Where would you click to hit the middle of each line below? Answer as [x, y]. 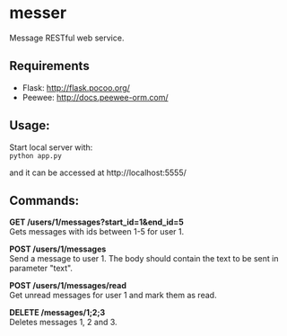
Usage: [30, 125]
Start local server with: [51, 147]
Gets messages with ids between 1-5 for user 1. [97, 232]
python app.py [36, 155]
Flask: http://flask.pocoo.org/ [76, 87]
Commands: [44, 200]
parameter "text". [41, 269]
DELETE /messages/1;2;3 [57, 313]
